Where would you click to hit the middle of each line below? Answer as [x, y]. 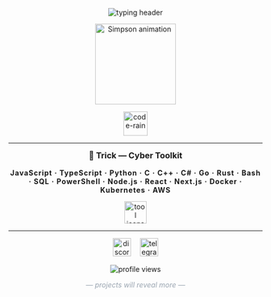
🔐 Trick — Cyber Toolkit [135, 155]
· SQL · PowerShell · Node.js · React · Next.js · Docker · [135, 182]
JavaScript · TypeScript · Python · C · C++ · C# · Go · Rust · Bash [135, 173]
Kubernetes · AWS [135, 190]
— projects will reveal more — [135, 285]
